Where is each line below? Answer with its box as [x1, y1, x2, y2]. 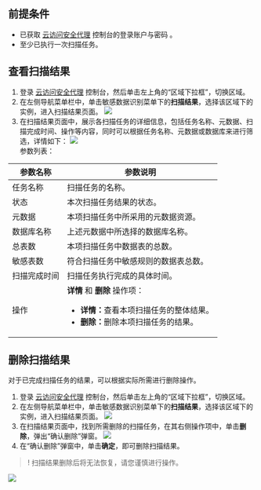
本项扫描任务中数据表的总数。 [67, 240, 178, 251]
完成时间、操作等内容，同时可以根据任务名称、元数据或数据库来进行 [26, 126, 247, 136]
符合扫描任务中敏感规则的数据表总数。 [67, 255, 209, 266]
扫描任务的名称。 [67, 181, 131, 192]
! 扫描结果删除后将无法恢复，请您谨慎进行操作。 [27, 458, 183, 467]
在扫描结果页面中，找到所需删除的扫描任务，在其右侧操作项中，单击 [19, 422, 240, 431]
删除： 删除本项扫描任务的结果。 [80, 316, 198, 327]
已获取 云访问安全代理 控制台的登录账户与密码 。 [19, 30, 177, 39]
